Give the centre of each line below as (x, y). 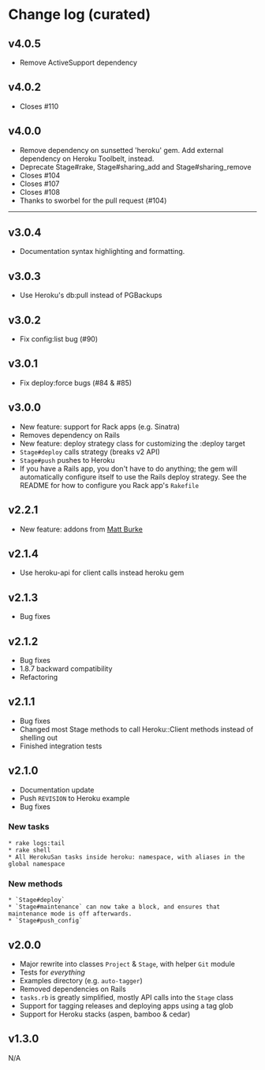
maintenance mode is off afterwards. (70, 914)
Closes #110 (39, 106)
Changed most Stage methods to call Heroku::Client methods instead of (136, 729)
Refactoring (39, 677)
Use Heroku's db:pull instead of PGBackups (91, 295)
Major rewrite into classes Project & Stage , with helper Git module (127, 964)
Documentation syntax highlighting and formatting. (102, 252)
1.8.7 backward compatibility (66, 669)
